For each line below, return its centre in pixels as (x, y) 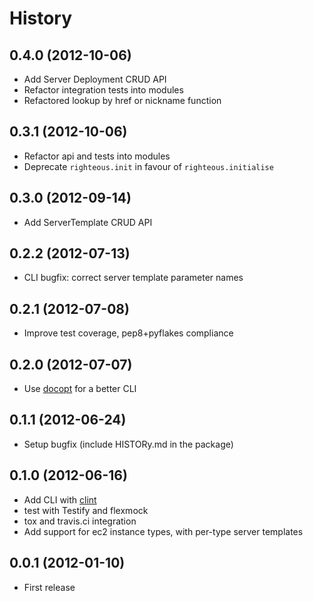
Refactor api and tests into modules (97, 156)
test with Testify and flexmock (86, 510)
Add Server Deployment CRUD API (95, 79)
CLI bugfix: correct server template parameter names (133, 278)
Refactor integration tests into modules (103, 90)
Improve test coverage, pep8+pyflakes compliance (128, 333)
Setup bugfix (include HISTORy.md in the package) (128, 444)
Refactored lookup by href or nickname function (122, 100)
